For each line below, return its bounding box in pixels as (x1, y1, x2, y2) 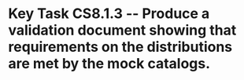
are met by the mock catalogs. (8, 55, 211, 73)
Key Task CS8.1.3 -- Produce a (8, 5, 210, 23)
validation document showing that (8, 21, 237, 39)
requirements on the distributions (8, 38, 233, 56)
